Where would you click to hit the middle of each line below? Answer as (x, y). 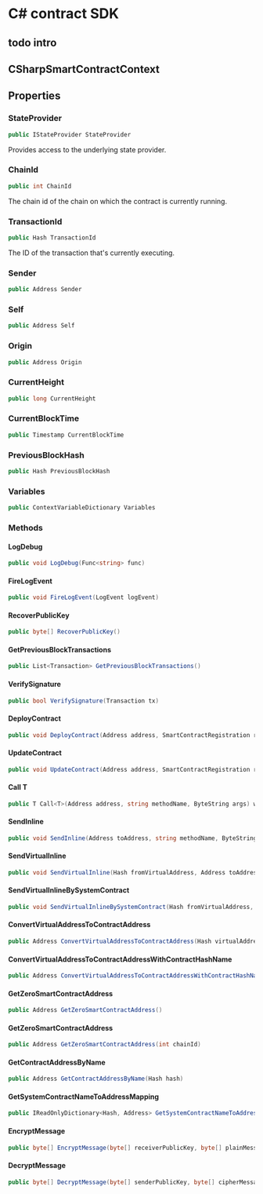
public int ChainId (40, 186)
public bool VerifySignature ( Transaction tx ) (83, 701)
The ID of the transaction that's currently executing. (91, 253)
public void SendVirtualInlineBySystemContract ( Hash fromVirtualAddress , (131, 907)
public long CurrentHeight (52, 398)
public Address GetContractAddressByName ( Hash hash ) (96, 1079)
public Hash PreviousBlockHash (59, 472)
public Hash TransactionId (52, 238)
